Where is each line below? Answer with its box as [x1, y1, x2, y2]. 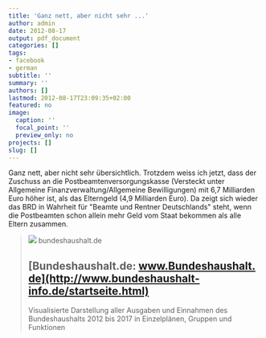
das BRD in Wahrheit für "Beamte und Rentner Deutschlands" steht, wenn [8, 202, 252, 212]
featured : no [8, 101, 52, 109]
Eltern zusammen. [8, 219, 68, 229]
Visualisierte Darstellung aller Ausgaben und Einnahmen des [27, 306, 228, 316]
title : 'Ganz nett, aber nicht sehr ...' [8, 11, 149, 20]
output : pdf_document [8, 34, 81, 43]
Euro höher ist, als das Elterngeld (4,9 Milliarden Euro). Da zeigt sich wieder [8, 193, 259, 203]
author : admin [8, 19, 56, 27]
